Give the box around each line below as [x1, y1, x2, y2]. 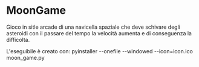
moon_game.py [6, 54, 45, 61]
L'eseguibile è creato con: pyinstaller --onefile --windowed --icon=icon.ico [6, 47, 194, 54]
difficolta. [6, 36, 30, 43]
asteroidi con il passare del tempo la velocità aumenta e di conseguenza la [6, 29, 192, 36]
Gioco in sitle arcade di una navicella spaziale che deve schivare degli [6, 23, 180, 31]
